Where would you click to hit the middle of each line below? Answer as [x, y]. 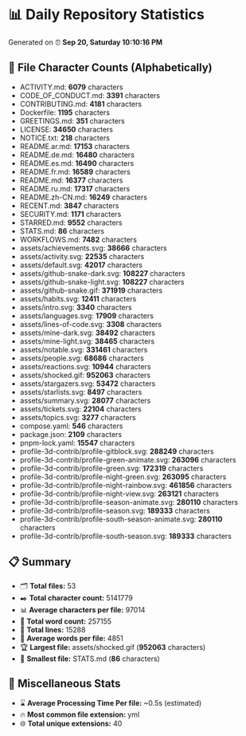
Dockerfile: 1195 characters [64, 112]
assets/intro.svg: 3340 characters [76, 307]
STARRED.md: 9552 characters [71, 222]
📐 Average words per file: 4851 [71, 638]
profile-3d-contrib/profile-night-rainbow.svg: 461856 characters [126, 485]
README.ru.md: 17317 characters [75, 188]
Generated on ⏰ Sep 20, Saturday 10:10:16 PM [86, 42]
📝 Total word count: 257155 [66, 621]
